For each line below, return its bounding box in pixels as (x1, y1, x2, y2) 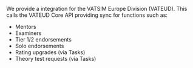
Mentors (15, 23, 36, 30)
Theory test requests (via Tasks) (15, 55, 96, 62)
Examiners (15, 29, 42, 37)
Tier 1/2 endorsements (15, 36, 72, 43)
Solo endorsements (15, 42, 64, 49)
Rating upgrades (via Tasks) (15, 49, 86, 56)
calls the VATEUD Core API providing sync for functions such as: (6, 11, 168, 19)
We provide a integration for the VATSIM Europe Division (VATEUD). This (6, 5, 188, 12)
